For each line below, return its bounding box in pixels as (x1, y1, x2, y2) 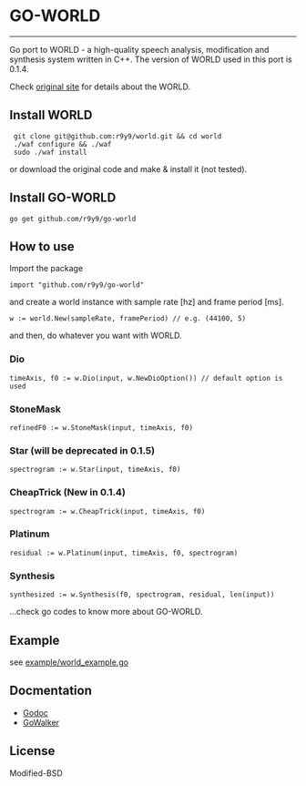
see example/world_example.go (9, 657, 129, 668)
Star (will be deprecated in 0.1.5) (9, 444, 156, 456)
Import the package (9, 263, 84, 274)
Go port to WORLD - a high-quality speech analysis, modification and (9, 44, 270, 55)
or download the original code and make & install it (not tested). (9, 163, 248, 174)
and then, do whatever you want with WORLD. (9, 330, 182, 342)
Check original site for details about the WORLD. (9, 81, 191, 92)
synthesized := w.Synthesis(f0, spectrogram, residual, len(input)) (9, 590, 275, 599)
